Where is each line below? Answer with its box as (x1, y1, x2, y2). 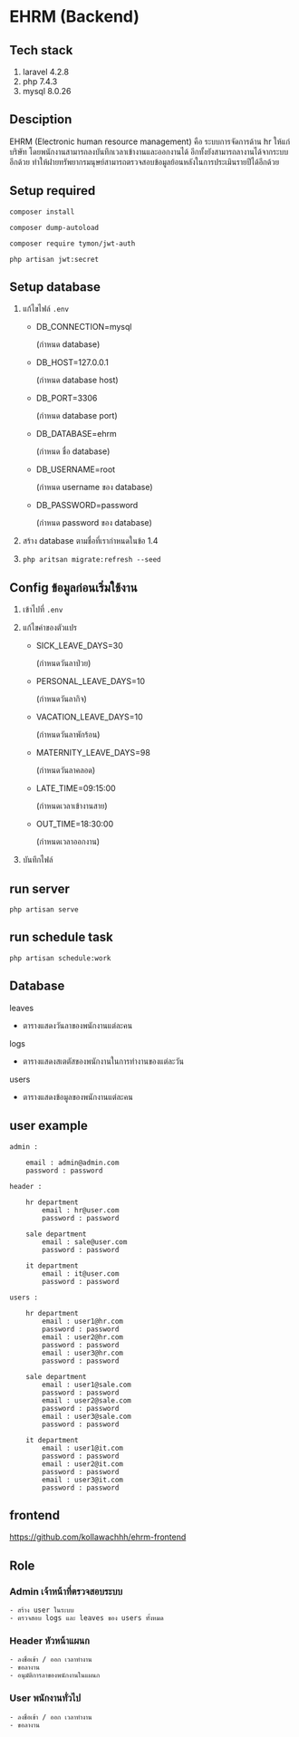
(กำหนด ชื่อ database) (35, 446, 111, 457)
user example (9, 1118, 88, 1134)
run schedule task (9, 930, 113, 945)
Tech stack (9, 43, 73, 58)
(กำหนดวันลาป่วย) (35, 658, 92, 669)
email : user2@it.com (42, 1459, 124, 1469)
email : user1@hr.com (42, 1317, 124, 1326)
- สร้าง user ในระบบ (9, 1606, 74, 1615)
